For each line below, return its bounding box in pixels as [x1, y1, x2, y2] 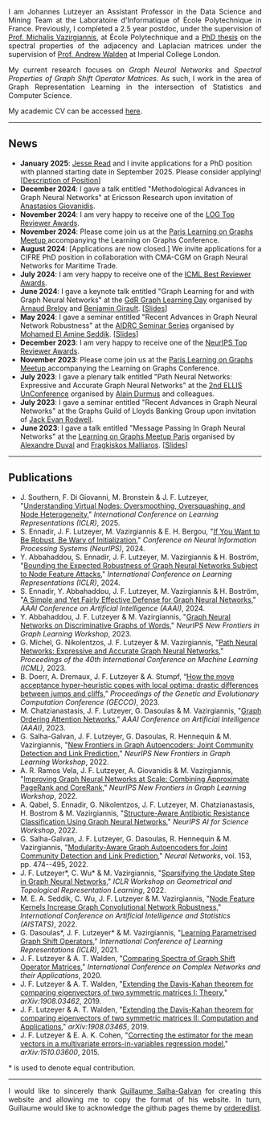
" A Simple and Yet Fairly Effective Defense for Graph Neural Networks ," [19, 595, 257, 604]
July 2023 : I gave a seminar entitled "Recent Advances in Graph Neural [19, 397, 258, 407]
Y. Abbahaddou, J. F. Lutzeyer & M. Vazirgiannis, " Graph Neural [19, 612, 231, 621]
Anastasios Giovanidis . [19, 201, 96, 211]
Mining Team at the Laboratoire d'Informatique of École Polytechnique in [8, 15, 262, 25]
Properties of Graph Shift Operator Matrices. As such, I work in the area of [8, 74, 262, 83]
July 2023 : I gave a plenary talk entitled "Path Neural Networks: [19, 371, 233, 381]
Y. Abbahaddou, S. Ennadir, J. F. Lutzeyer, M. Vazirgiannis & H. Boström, [19, 552, 260, 562]
